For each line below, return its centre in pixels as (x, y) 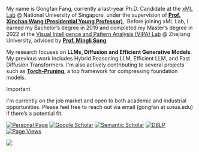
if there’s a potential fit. (34, 113)
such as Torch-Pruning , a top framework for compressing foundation (92, 71)
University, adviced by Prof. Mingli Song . (57, 40)
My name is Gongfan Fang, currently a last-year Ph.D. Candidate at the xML (99, 9)
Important (18, 89)
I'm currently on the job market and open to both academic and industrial (97, 101)
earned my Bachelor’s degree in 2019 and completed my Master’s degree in (99, 28)
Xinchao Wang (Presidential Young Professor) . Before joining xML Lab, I (97, 21)
